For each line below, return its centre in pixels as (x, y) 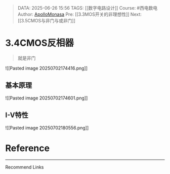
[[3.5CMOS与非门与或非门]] (47, 21)
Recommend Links (25, 167)
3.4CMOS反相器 (40, 43)
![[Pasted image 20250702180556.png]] (47, 128)
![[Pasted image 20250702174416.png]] (46, 68)
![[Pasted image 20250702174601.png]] (47, 98)
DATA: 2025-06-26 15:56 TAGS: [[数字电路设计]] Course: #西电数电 (88, 8)
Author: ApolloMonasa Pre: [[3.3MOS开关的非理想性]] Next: (79, 14)
